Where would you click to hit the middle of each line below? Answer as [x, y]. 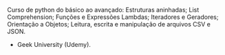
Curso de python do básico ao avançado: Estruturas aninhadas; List [103, 10]
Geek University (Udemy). [54, 44]
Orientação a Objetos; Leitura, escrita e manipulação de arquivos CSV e [109, 24]
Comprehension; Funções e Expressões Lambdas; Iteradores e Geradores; [113, 17]
